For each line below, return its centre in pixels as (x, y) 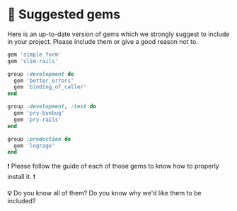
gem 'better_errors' (44, 81)
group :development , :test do (52, 107)
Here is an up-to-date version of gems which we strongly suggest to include (118, 34)
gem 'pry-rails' (37, 120)
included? (22, 201)
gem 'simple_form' (34, 55)
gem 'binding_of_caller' (50, 87)
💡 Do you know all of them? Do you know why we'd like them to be (104, 193)
